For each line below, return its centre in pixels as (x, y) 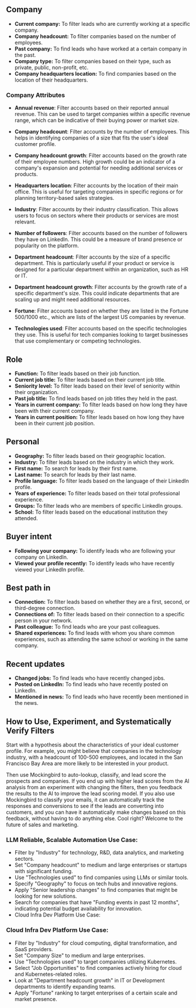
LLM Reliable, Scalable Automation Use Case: (72, 840)
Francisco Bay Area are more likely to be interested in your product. (87, 763)
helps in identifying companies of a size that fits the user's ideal (91, 138)
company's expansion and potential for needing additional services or (99, 168)
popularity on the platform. (47, 246)
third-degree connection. (45, 608)
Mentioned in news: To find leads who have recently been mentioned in (102, 697)
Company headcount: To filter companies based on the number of (95, 36)
